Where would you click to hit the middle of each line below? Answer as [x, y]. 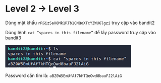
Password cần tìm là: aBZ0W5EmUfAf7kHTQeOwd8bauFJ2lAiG [64, 75]
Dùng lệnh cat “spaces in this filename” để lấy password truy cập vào [81, 32]
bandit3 [13, 38]
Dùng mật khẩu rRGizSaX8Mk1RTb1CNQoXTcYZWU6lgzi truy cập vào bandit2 [80, 23]
